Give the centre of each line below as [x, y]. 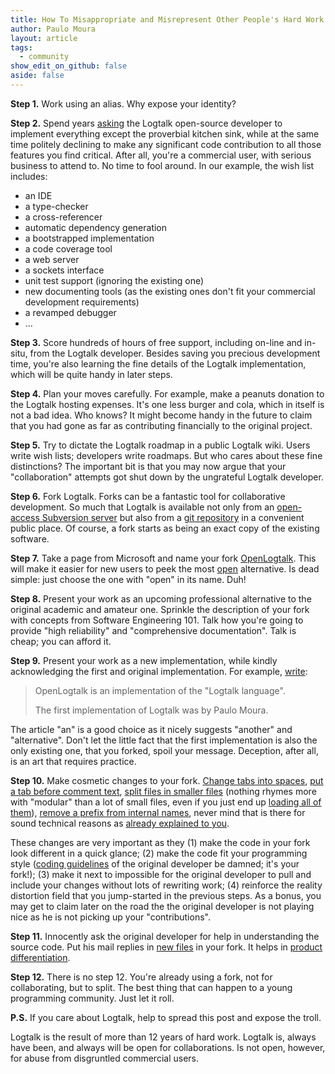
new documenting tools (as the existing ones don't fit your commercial [170, 291]
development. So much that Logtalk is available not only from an [142, 507]
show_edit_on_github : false [69, 66]
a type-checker [56, 206]
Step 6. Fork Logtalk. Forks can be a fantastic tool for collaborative [148, 496]
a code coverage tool [68, 248]
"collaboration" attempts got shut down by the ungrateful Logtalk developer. [167, 477]
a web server [52, 259]
